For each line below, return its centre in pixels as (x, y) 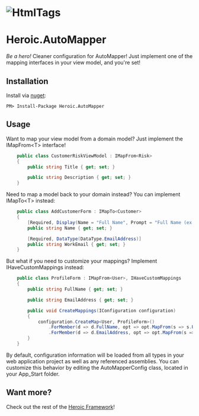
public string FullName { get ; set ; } (75, 289)
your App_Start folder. (33, 374)
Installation (27, 81)
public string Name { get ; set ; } (70, 228)
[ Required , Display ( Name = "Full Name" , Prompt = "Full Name (105, 222)
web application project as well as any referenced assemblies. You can (93, 361)
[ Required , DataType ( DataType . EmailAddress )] (85, 239)
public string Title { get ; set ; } (71, 167)
